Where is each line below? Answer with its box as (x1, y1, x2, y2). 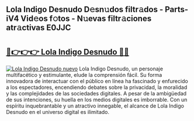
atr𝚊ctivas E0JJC (6, 23, 71, 33)
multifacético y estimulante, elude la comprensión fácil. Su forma (6, 72, 162, 78)
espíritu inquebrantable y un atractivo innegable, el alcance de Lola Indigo (6, 102, 184, 109)
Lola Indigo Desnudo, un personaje (78, 65, 164, 72)
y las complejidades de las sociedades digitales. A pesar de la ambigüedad (6, 90, 187, 97)
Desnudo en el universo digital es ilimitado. (6, 109, 110, 115)
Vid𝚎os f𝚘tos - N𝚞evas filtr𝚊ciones (20, 14, 152, 24)
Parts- (164, 5, 189, 15)
